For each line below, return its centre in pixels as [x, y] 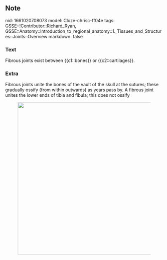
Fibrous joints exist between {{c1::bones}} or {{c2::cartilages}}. [70, 60]
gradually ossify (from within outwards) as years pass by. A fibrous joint [79, 90]
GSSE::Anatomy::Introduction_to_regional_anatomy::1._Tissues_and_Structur [83, 31]
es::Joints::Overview [26, 36]
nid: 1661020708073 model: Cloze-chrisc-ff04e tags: [60, 20]
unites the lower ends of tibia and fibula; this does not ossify [67, 95]
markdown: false [66, 36]
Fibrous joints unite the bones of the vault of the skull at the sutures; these [82, 85]
